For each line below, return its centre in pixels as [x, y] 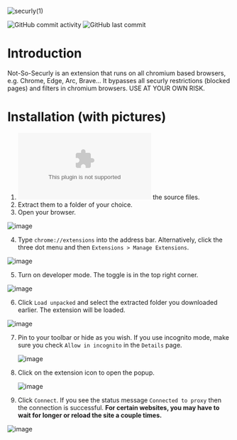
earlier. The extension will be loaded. [71, 310]
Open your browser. [47, 212]
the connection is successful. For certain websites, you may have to [118, 407]
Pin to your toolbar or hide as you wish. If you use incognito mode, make [123, 337]
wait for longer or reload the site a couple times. [89, 415]
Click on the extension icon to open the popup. [86, 372]
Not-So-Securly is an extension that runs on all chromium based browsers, [116, 73]
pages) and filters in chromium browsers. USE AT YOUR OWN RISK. [106, 88]
